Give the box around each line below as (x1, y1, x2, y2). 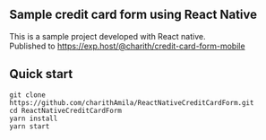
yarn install (9, 114, 58, 123)
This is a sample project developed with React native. (9, 31, 206, 41)
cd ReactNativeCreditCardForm (9, 106, 123, 115)
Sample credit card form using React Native (9, 7, 258, 22)
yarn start (9, 121, 50, 131)
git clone (9, 90, 47, 100)
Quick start (9, 66, 73, 82)
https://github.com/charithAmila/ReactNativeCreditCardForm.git (9, 98, 254, 107)
